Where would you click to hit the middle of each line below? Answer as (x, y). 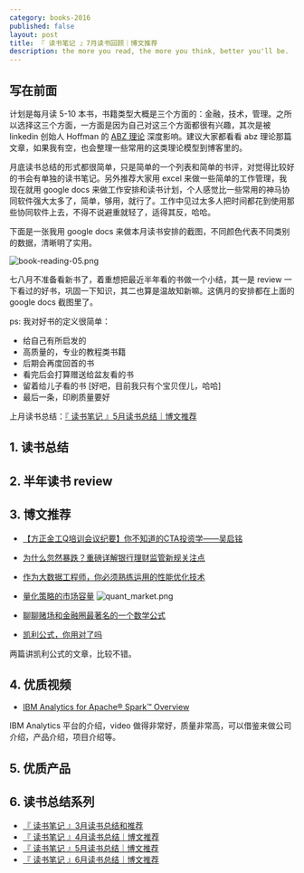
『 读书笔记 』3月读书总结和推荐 (83, 825)
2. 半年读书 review (61, 481)
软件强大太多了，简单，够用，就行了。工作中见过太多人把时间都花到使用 (152, 201)
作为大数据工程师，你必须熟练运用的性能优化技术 (114, 576)
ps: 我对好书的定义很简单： (60, 321)
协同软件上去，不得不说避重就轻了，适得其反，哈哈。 (116, 212)
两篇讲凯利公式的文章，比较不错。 (73, 653)
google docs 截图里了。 (53, 302)
